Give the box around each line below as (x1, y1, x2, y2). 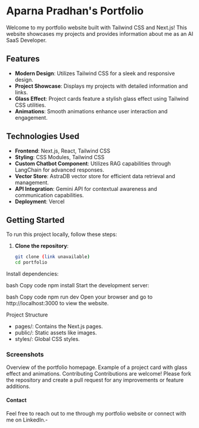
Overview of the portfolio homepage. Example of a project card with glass (6, 364, 188, 371)
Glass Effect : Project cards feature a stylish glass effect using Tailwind (14, 95, 189, 102)
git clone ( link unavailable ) (14, 254, 91, 260)
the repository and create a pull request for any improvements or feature (6, 377, 184, 384)
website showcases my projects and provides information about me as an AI (6, 30, 194, 37)
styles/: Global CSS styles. (14, 336, 80, 343)
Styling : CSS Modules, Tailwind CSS (14, 153, 105, 160)
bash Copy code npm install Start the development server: (6, 282, 150, 289)
